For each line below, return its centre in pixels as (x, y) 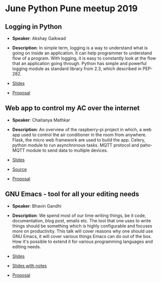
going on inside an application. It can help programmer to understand (82, 53)
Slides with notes (29, 265)
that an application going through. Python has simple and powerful (79, 63)
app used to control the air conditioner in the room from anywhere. (79, 135)
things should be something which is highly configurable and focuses (82, 226)
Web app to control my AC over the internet (72, 108)
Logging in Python (34, 27)
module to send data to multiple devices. (67, 150)
